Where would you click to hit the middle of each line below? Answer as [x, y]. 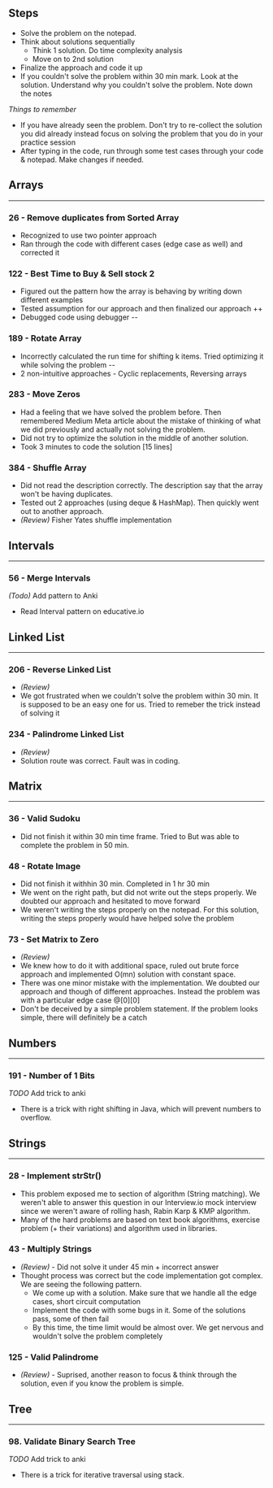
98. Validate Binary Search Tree [72, 1441]
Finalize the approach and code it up [82, 67]
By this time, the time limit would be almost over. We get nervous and [148, 1327]
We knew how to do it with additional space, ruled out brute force [130, 966]
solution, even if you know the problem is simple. [102, 1384]
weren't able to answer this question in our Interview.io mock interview [139, 1202]
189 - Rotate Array [45, 338]
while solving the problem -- [67, 364]
